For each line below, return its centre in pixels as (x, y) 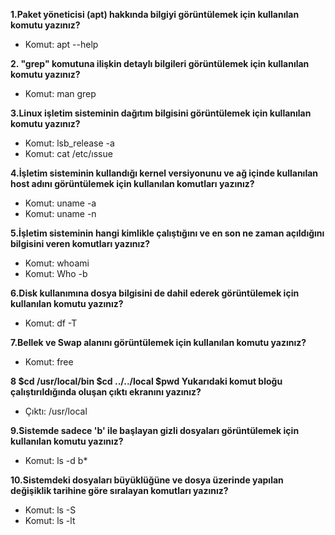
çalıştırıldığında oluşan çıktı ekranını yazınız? (106, 392)
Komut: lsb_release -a (69, 143)
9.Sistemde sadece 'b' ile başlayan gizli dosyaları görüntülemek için (155, 430)
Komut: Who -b (56, 273)
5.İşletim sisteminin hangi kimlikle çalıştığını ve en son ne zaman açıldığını (167, 233)
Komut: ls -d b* (56, 460)
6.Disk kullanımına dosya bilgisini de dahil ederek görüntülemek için (155, 293)
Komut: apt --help (61, 44)
